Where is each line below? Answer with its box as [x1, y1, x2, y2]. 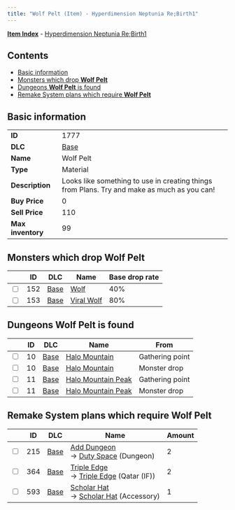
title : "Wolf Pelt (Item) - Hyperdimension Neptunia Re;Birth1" [7, 10, 199, 17]
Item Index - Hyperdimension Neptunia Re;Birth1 [7, 29, 147, 38]
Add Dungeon [70, 442, 116, 452]
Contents [7, 50, 49, 62]
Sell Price [10, 208, 43, 218]
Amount [166, 430, 194, 440]
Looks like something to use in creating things [62, 176, 213, 186]
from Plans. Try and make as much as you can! [62, 185, 215, 194]
